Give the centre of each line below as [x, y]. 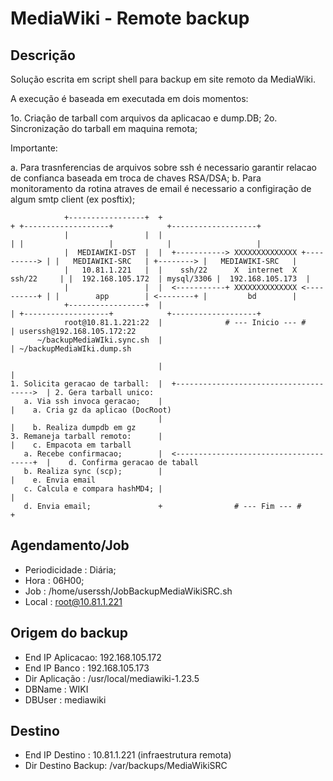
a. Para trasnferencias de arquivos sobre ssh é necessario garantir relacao [164, 167]
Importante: [34, 148]
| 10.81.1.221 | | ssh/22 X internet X [180, 270]
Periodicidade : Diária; [70, 569]
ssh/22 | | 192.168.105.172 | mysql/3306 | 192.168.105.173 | [160, 279]
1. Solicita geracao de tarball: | [86, 384]
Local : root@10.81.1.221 [73, 601]
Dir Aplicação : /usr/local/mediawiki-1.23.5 [112, 678]
